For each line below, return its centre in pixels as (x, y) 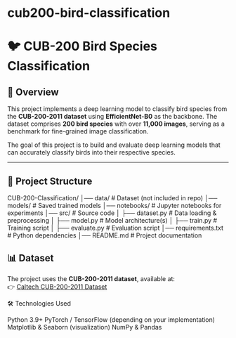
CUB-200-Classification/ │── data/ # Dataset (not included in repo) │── (112, 198)
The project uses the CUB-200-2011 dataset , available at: (91, 278)
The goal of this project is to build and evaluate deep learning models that (114, 145)
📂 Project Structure (50, 181)
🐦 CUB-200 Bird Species (83, 46)
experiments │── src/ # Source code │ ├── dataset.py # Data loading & (112, 213)
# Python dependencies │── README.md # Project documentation (105, 235)
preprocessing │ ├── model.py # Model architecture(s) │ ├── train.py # (112, 220)
